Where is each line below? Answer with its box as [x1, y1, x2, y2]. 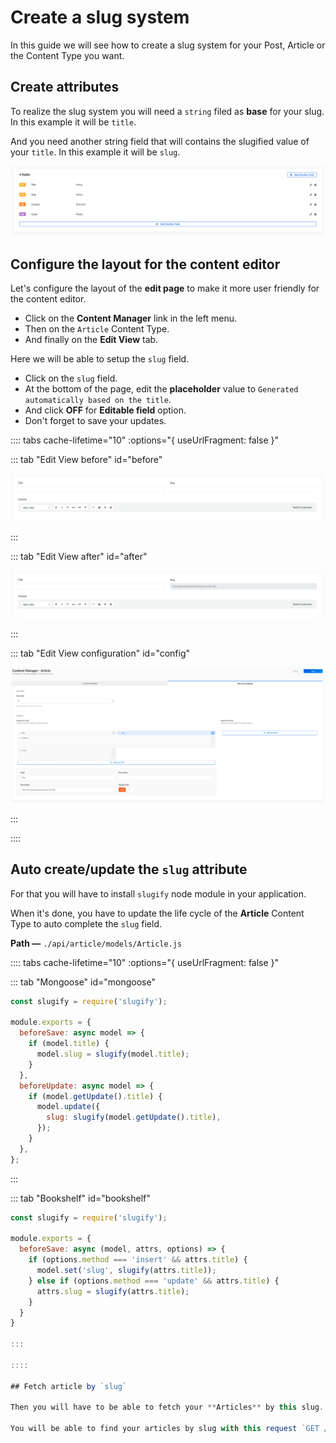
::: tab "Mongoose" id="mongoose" [10, 976, 156, 988]
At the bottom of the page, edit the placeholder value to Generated [24, 383, 299, 395]
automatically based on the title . [24, 394, 172, 406]
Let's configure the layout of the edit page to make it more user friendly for [10, 282, 320, 295]
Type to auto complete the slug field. [10, 917, 162, 930]
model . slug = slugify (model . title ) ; [36, 1049, 190, 1060]
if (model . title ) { [28, 1039, 110, 1049]
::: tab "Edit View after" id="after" [10, 551, 148, 563]
